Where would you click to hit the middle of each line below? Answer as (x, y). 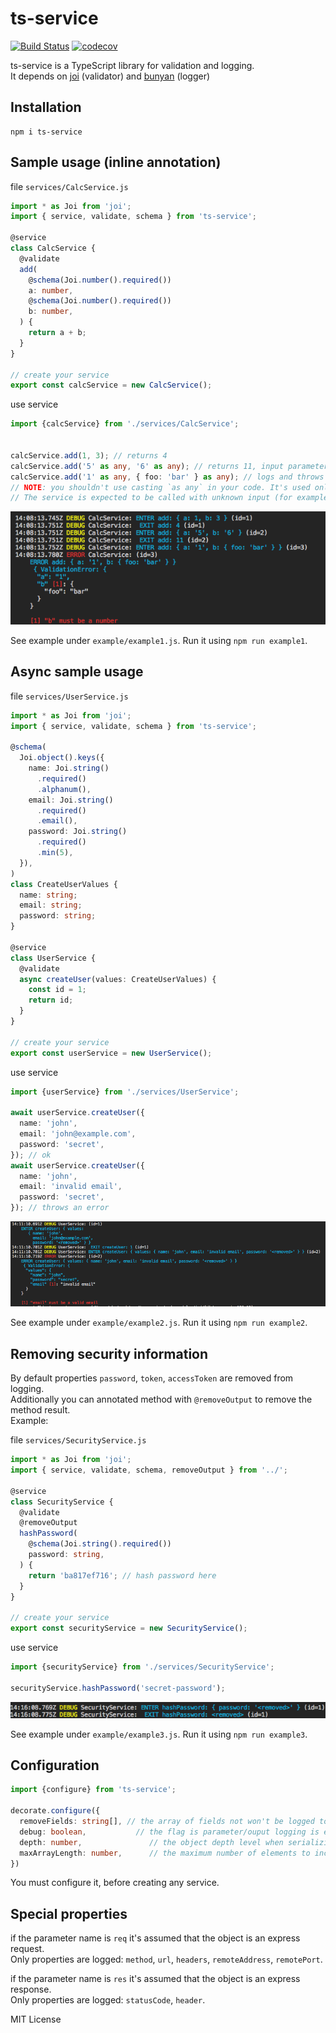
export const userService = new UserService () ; (111, 1053)
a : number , (51, 290)
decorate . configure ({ (55, 1811)
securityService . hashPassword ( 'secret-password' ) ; (118, 1688)
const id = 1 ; (57, 990)
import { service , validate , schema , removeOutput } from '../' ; (149, 1470)
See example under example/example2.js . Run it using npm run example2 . (159, 1323)
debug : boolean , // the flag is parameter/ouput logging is (169, 1832)
